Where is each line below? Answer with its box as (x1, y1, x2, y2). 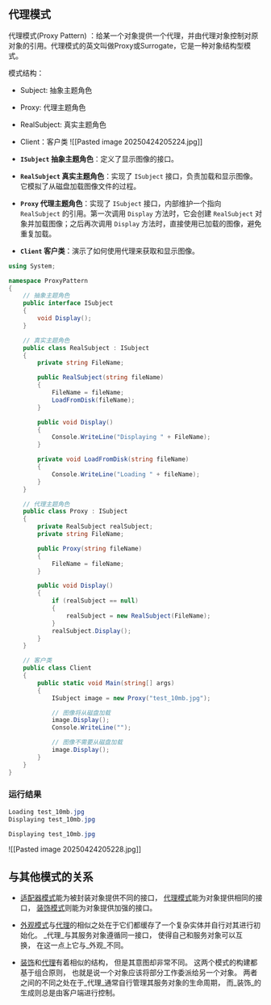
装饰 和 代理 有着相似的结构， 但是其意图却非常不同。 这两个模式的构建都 (19, 957, 258, 968)
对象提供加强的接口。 (85, 903, 157, 913)
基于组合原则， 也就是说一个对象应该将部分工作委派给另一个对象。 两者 (19, 968, 258, 978)
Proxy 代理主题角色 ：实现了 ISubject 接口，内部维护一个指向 (19, 198, 222, 208)
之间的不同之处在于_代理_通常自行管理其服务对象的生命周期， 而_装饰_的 (19, 978, 262, 988)
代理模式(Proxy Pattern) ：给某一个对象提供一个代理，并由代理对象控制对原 (8, 31, 259, 40)
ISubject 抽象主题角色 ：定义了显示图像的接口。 (19, 154, 179, 163)
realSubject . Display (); (51, 627, 131, 635)
